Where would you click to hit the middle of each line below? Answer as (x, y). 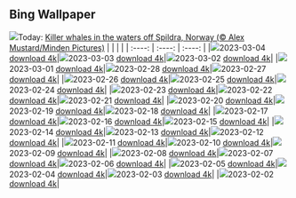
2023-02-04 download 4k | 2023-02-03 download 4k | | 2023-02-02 (141, 174)
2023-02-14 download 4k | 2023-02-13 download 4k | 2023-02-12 (136, 131)
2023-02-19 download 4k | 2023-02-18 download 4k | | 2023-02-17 (139, 111)
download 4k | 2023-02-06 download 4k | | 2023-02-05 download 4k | (144, 163)
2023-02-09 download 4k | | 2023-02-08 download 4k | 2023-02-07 (141, 153)
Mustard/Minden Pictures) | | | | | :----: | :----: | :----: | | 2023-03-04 (138, 47)
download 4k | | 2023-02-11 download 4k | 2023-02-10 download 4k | (141, 142)
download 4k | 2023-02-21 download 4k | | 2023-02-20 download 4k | (143, 100)
